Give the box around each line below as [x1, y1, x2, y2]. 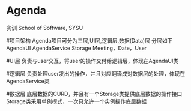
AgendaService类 [6, 77, 50, 85]
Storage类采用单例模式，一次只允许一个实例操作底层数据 [6, 97, 147, 105]
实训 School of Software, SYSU [6, 24, 83, 31]
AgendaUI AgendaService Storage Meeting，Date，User [6, 44, 147, 52]
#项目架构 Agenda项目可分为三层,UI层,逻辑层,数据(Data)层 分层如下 [6, 37, 173, 44]
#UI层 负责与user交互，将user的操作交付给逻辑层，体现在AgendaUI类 [6, 57, 179, 64]
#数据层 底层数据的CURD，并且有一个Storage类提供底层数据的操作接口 [6, 90, 183, 97]
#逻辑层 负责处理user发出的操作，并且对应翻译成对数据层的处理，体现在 [6, 70, 185, 77]
